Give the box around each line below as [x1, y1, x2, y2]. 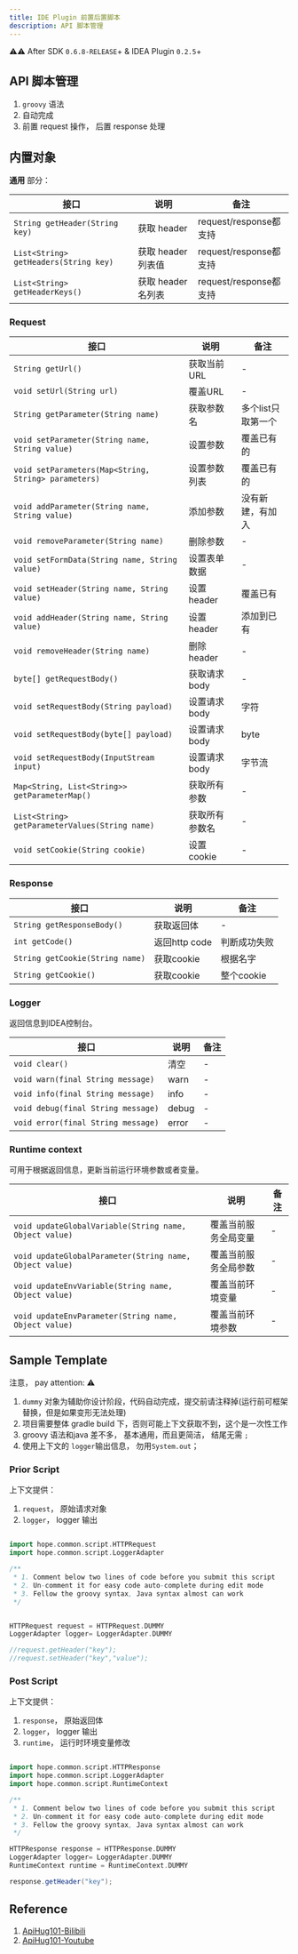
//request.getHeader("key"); [9, 1646, 117, 1654]
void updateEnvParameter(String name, [13, 1311, 177, 1321]
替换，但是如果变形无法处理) [21, 1407, 127, 1418]
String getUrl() [13, 364, 82, 374]
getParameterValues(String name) [13, 821, 155, 831]
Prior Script [9, 1463, 60, 1476]
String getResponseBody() [13, 919, 123, 930]
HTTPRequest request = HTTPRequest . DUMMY [9, 1622, 165, 1630]
